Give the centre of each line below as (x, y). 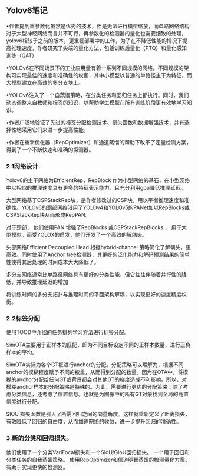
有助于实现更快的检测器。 (37, 467)
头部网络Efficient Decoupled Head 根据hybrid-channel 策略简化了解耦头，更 (99, 247)
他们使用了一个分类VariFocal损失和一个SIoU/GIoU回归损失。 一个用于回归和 (98, 452)
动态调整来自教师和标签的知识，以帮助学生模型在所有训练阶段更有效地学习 (96, 103)
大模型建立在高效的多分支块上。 (45, 82)
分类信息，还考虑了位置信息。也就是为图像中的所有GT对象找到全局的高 (97, 394)
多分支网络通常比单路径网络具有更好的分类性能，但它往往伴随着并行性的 (94, 275)
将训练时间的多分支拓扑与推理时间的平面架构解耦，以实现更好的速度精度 (94, 295)
